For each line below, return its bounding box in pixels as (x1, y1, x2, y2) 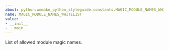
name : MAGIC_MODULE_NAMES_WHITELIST (5, 12, 82, 17)
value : (5, 16, 19, 21)
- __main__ (5, 26, 28, 31)
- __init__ (5, 21, 28, 26)
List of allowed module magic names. (5, 39, 82, 45)
